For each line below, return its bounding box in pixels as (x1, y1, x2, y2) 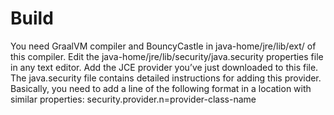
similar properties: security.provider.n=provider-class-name (10, 93, 257, 105)
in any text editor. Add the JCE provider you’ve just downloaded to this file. (10, 61, 319, 73)
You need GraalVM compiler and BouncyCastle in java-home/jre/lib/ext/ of (10, 40, 317, 52)
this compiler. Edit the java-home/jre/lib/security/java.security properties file (10, 50, 324, 62)
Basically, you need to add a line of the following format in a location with (10, 82, 312, 94)
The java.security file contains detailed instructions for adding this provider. (10, 72, 322, 84)
